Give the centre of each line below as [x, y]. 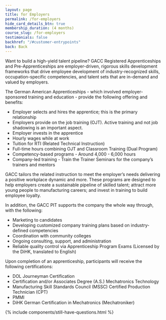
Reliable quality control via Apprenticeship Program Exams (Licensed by [86, 246]
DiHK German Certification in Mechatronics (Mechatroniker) [73, 302]
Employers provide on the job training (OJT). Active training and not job [85, 122]
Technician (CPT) [30, 292]
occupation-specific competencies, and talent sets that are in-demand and [82, 77]
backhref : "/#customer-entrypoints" [43, 42]
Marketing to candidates [37, 220]
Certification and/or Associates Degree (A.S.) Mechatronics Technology [86, 281]
